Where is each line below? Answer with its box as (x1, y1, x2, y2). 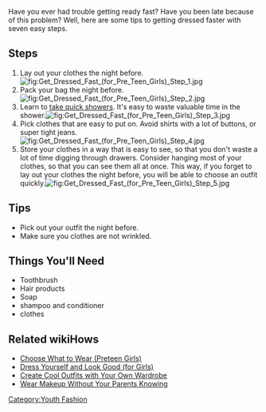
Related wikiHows (8, 332, 100, 346)
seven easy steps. (8, 24, 68, 33)
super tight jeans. (19, 127, 78, 137)
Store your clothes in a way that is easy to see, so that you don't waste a (19, 144, 258, 154)
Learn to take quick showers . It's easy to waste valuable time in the (19, 101, 241, 111)
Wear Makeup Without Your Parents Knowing (19, 379, 169, 389)
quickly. (19, 178, 46, 188)
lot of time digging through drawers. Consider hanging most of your (19, 153, 242, 162)
